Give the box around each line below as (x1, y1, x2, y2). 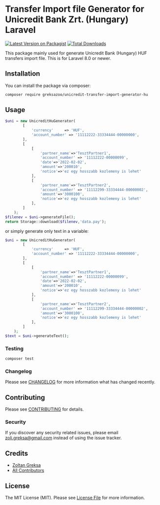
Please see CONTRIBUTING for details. (5, 406, 84, 412)
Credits (5, 449, 28, 457)
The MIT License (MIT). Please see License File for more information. (5, 495, 145, 501)
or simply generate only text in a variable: (5, 228, 89, 234)
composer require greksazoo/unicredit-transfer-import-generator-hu (5, 92, 148, 97)
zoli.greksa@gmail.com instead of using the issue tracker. (5, 435, 122, 441)
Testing (5, 345, 24, 352)
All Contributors (12, 468, 44, 474)
